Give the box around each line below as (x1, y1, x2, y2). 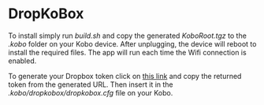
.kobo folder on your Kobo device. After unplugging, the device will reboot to (8, 39, 257, 48)
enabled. (8, 56, 37, 66)
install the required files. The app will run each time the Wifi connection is (8, 47, 247, 57)
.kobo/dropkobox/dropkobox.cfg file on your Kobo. (8, 88, 173, 97)
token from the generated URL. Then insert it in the (8, 80, 173, 89)
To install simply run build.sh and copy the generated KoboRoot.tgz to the (8, 31, 247, 40)
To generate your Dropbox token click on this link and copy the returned (8, 71, 242, 81)
